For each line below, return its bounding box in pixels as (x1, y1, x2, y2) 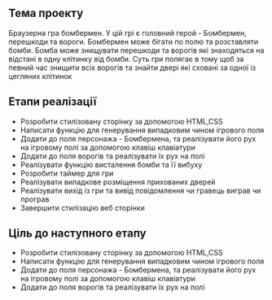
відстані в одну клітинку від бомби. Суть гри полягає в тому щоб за (8, 54, 244, 63)
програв (20, 194, 50, 204)
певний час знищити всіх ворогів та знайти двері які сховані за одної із (8, 63, 257, 72)
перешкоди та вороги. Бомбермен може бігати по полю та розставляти (8, 37, 259, 46)
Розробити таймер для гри (20, 168, 114, 178)
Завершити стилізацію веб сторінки (20, 202, 145, 212)
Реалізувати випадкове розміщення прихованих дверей (20, 176, 216, 186)
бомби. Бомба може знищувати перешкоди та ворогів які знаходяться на (8, 45, 265, 55)
